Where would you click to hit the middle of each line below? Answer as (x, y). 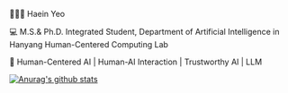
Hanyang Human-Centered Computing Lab (89, 44)
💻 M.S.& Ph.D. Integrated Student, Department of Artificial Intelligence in (145, 32)
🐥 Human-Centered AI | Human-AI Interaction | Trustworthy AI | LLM (136, 62)
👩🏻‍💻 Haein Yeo (37, 14)
